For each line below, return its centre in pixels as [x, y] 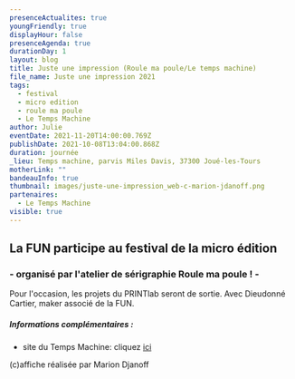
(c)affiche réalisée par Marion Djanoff [79, 364]
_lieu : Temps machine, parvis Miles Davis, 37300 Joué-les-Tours [135, 161]
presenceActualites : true [58, 18]
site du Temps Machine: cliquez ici [87, 347]
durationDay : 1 [38, 52]
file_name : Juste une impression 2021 [82, 77]
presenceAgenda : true [50, 43]
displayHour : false [46, 34]
